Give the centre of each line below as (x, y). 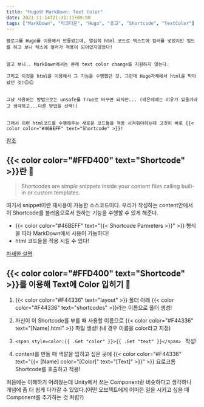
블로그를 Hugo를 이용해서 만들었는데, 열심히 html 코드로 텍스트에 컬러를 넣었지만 (95, 41)
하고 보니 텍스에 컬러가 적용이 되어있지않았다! (63, 47)
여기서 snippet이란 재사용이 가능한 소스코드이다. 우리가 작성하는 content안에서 (100, 205)
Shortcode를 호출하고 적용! (48, 369)
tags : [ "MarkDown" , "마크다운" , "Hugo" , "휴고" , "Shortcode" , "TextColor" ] (100, 23)
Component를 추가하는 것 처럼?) (45, 397)
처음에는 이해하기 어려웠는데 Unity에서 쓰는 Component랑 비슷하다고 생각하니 (99, 382)
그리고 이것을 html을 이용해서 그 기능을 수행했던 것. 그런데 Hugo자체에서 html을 (96, 77)
